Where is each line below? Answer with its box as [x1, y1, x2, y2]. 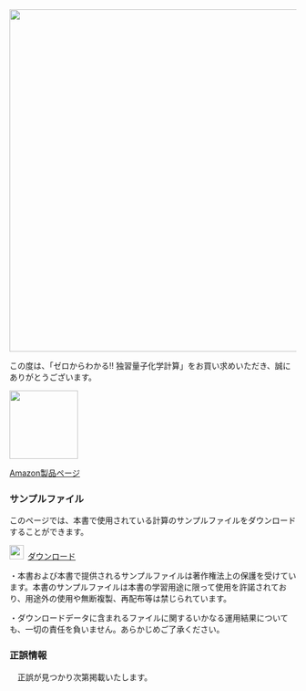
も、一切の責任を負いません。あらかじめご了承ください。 [9, 624, 225, 635]
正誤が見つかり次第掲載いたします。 [16, 671, 153, 683]
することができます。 [9, 527, 89, 538]
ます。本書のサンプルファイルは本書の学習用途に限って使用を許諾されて [9, 581, 280, 592]
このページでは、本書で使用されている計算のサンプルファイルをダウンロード [9, 515, 296, 526]
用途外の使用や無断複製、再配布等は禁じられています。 [25, 593, 232, 604]
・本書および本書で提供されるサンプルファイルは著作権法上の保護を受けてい [9, 571, 297, 581]
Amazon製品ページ [9, 467, 80, 478]
